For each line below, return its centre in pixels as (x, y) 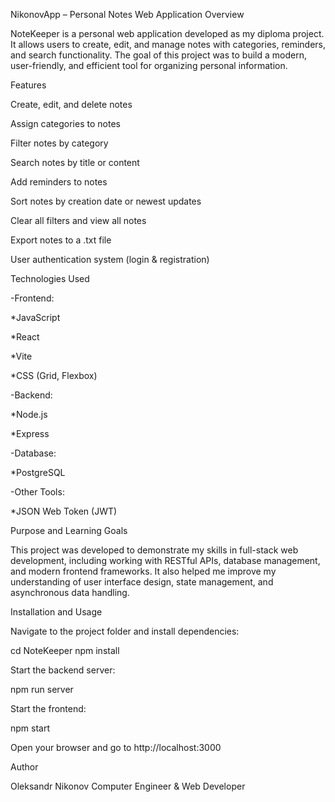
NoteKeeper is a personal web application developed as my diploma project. (167, 33)
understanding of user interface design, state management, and (142, 582)
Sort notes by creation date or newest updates (106, 201)
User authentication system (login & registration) (110, 259)
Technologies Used (50, 278)
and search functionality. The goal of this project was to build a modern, (158, 55)
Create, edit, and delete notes (71, 104)
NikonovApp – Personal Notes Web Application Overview (127, 14)
